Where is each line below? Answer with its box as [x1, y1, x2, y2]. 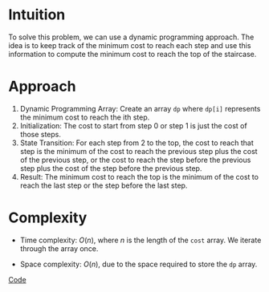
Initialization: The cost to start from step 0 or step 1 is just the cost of [19, 120, 247, 130]
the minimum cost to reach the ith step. [19, 112, 150, 122]
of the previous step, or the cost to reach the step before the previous [19, 155, 251, 164]
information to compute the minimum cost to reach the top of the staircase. [8, 49, 257, 59]
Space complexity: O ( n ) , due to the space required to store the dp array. [19, 259, 258, 269]
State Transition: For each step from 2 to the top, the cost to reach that [19, 138, 255, 148]
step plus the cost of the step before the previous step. [19, 163, 202, 173]
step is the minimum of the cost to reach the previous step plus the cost [19, 146, 259, 156]
